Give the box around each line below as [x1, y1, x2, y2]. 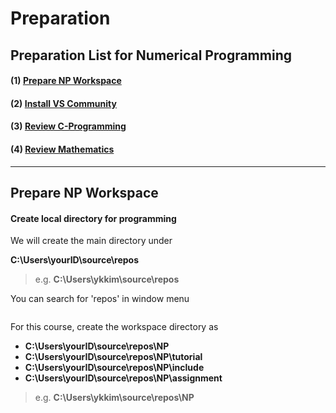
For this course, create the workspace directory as [10, 321, 219, 333]
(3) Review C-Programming [10, 120, 127, 132]
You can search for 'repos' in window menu [10, 293, 190, 305]
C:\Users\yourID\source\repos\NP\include [24, 362, 205, 374]
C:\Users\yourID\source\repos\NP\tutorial [24, 351, 203, 363]
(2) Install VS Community [10, 97, 117, 109]
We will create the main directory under [10, 235, 173, 247]
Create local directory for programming [10, 212, 177, 224]
